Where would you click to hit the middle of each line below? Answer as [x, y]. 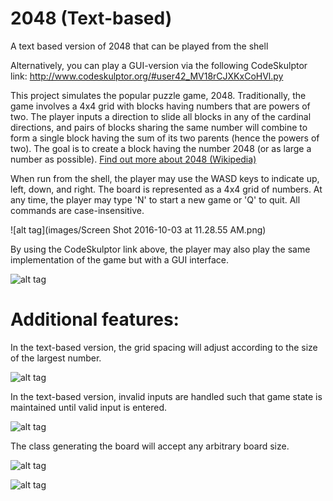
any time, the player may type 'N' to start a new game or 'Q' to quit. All [155, 199]
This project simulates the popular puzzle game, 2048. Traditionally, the [158, 95]
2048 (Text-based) [91, 18]
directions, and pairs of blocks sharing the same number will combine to [159, 127]
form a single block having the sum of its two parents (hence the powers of [165, 138]
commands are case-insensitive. [77, 210]
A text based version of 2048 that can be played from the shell [139, 46]
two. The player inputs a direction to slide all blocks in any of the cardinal [161, 116]
